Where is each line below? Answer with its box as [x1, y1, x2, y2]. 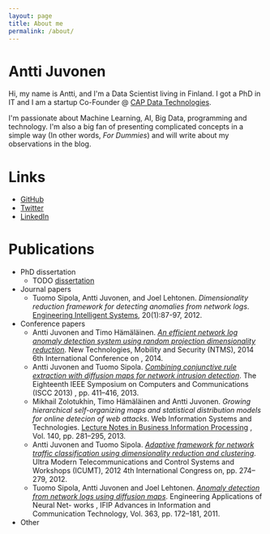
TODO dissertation [32, 276, 95, 285]
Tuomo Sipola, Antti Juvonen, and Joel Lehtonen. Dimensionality [32, 293, 249, 303]
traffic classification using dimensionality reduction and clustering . [32, 449, 257, 458]
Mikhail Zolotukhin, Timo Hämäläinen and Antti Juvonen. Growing [32, 397, 251, 406]
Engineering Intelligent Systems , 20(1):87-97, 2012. [32, 310, 203, 320]
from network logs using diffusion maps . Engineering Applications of [32, 492, 263, 501]
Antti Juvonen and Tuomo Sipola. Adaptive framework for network [32, 440, 255, 449]
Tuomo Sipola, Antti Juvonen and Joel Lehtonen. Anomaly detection [32, 483, 260, 493]
